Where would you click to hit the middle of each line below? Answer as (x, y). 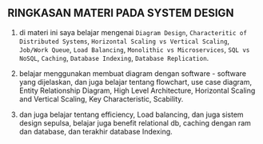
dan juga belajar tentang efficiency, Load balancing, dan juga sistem (131, 114)
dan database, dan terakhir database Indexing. (96, 131)
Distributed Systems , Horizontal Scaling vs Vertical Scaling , (124, 41)
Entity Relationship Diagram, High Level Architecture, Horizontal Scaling (137, 90)
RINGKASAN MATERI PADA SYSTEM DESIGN (121, 13)
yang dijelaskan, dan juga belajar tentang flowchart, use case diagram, (135, 82)
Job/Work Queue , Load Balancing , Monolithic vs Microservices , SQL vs (134, 49)
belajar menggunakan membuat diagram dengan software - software (133, 73)
